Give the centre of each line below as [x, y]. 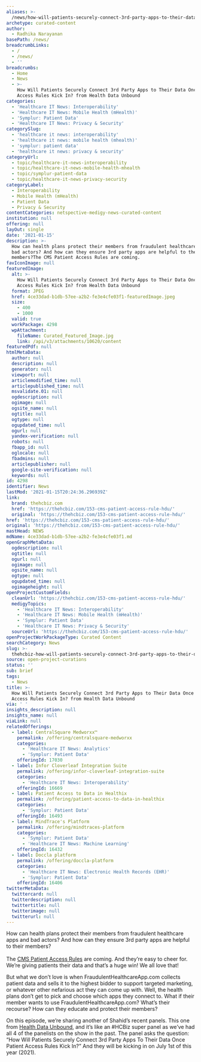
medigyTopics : [29, 604]
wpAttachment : [29, 330]
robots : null [28, 442]
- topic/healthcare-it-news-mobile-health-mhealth [76, 168]
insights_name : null [32, 715]
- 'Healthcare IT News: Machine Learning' [76, 844]
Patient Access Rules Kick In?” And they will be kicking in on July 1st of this [99, 1046]
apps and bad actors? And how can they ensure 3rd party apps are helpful [98, 940]
